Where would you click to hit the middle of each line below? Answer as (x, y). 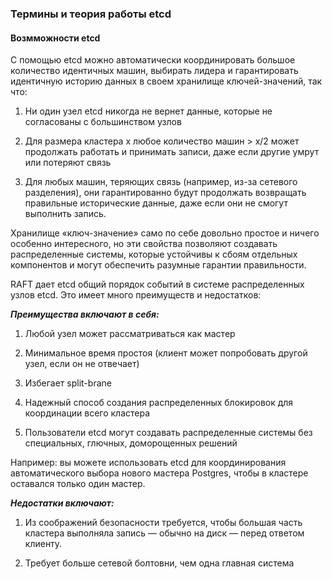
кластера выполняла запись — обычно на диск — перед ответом (164, 533)
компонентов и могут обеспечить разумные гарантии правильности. (158, 265)
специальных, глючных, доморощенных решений (131, 443)
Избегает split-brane (68, 383)
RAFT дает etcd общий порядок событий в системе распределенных (157, 284)
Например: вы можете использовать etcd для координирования (148, 463)
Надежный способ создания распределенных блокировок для (159, 403)
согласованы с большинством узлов (103, 122)
